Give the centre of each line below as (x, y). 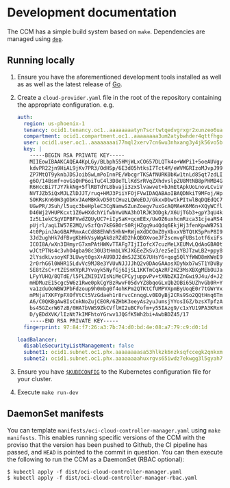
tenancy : (36, 130)
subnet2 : (36, 359)
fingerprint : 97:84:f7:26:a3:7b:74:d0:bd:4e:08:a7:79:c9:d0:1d (115, 327)
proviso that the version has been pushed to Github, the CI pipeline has (107, 445)
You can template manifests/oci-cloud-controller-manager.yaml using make (114, 430)
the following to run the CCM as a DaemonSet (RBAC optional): (96, 459)
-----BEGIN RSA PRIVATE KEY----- (77, 155)
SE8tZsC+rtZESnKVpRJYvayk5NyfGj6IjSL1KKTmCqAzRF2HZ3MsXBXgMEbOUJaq (128, 270)
